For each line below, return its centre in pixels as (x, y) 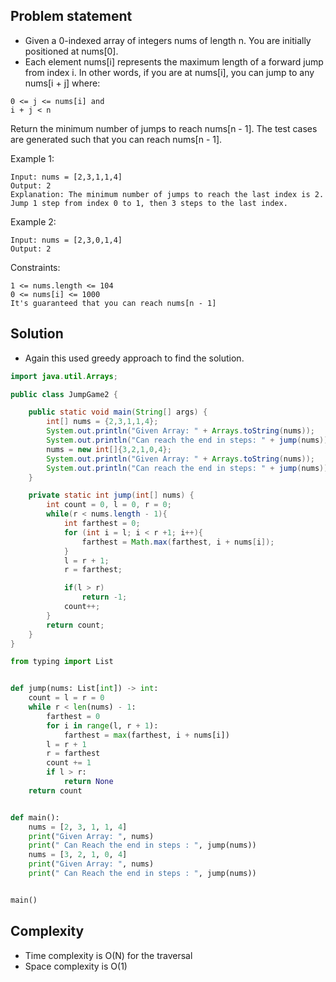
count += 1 (69, 763)
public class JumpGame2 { (64, 394)
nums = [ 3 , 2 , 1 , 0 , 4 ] (78, 855)
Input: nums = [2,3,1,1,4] (66, 177)
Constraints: (35, 267)
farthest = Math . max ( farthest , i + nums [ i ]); (178, 542)
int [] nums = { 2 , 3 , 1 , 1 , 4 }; (102, 422)
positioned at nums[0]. (71, 51)
